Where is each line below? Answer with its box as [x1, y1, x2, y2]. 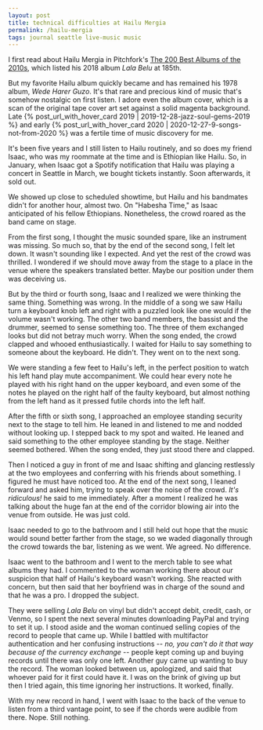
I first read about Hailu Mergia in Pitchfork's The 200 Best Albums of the [8, 55, 241, 64]
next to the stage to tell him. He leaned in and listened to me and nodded [8, 420, 243, 429]
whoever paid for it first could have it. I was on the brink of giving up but [8, 673, 241, 682]
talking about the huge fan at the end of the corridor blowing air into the [8, 502, 240, 511]
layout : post [8, 11, 51, 20]
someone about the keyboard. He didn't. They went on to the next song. [8, 348, 241, 357]
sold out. [8, 177, 37, 187]
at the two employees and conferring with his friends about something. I [8, 469, 241, 478]
